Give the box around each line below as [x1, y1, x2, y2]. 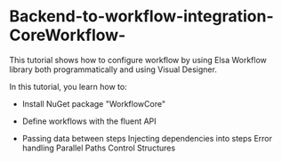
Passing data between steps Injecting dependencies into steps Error [21, 133, 273, 143]
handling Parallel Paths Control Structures [21, 142, 176, 153]
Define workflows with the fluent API [21, 116, 157, 126]
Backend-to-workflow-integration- [9, 6, 274, 27]
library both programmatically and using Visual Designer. [9, 64, 218, 75]
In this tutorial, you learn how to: [9, 81, 127, 92]
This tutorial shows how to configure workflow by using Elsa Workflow [9, 54, 267, 65]
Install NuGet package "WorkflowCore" [21, 98, 166, 109]
